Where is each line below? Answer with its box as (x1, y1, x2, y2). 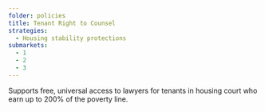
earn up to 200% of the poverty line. (8, 94, 129, 104)
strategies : (8, 26, 48, 34)
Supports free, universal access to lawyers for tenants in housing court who (8, 86, 258, 95)
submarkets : (8, 42, 48, 50)
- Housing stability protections (15, 34, 127, 42)
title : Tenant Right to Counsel (8, 19, 116, 27)
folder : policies (8, 11, 66, 20)
